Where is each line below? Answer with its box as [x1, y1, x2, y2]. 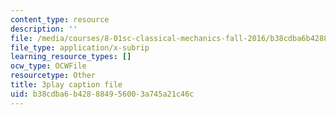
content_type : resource [10, 14, 110, 25]
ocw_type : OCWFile [10, 61, 87, 71]
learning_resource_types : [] [10, 52, 132, 62]
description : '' [10, 24, 78, 34]
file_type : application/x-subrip [10, 42, 150, 53]
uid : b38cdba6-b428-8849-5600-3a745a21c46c [10, 89, 195, 99]
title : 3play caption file [10, 80, 123, 90]
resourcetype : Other [10, 71, 97, 81]
